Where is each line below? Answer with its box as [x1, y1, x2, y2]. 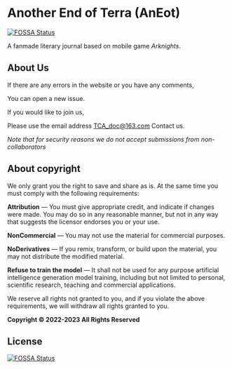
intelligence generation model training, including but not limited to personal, [7, 273, 226, 281]
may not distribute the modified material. [7, 252, 125, 260]
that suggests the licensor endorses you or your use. [7, 217, 160, 226]
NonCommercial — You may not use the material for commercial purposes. [7, 231, 226, 239]
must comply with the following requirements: [7, 189, 139, 197]
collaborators [7, 142, 46, 151]
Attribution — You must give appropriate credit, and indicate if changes [7, 202, 215, 211]
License [7, 335, 43, 347]
